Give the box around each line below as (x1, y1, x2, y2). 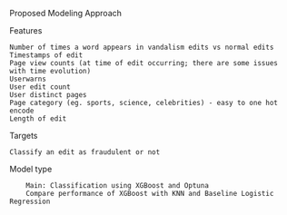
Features (9, 25, 43, 35)
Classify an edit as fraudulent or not (9, 148, 161, 157)
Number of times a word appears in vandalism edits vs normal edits (9, 43, 274, 52)
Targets (9, 131, 38, 141)
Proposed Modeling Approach (9, 8, 123, 18)
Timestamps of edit (9, 51, 84, 60)
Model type (9, 163, 53, 174)
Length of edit (9, 114, 67, 123)
